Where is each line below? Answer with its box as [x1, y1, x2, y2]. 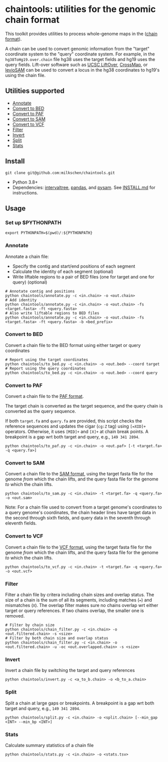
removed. [5, 613, 25, 619]
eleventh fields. [5, 520, 37, 526]
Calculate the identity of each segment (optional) [12, 268, 113, 274]
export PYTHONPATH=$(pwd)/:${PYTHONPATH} [5, 230, 93, 235]
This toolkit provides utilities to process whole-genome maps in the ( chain [5, 30, 157, 36]
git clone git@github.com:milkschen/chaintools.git [5, 170, 115, 175]
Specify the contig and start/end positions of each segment [12, 263, 135, 269]
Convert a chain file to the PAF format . [5, 393, 84, 399]
